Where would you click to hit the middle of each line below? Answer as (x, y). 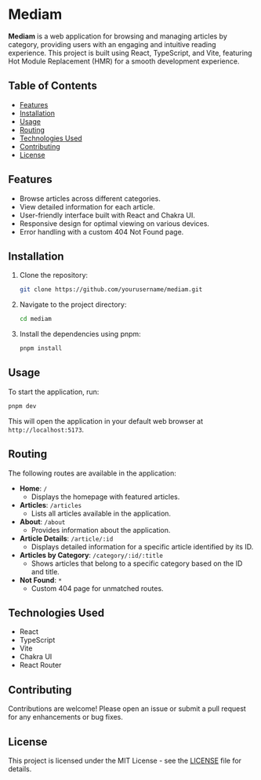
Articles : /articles (51, 505)
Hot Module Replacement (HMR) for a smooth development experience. (124, 61)
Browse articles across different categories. (90, 199)
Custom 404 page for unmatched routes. (97, 588)
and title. (45, 571)
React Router (40, 665)
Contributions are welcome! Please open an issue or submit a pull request (127, 709)
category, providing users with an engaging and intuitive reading (112, 44)
